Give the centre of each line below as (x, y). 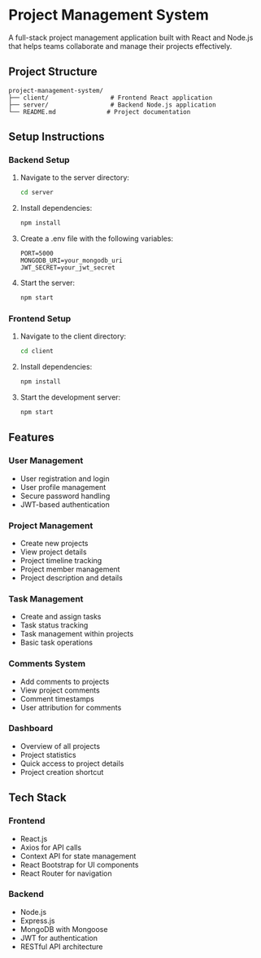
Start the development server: (70, 397)
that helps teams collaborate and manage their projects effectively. (120, 46)
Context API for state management (78, 855)
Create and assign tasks (61, 617)
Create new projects (54, 543)
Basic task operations (57, 643)
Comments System (47, 663)
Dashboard (31, 728)
